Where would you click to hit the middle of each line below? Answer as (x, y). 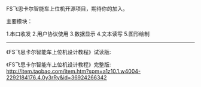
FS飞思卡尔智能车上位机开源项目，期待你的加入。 (67, 9)
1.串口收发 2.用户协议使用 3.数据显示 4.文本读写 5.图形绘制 (78, 34)
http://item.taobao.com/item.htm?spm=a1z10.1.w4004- (74, 71)
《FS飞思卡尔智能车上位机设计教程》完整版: (59, 65)
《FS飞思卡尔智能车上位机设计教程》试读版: (59, 52)
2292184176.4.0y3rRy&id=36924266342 (57, 78)
